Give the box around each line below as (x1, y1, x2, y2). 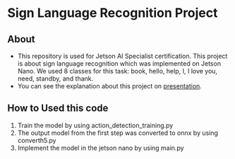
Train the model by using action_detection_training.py (17, 121, 174, 129)
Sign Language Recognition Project (7, 5, 218, 21)
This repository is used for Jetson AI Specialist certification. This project (17, 52, 228, 60)
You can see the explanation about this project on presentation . (17, 82, 203, 90)
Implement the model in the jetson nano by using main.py (17, 143, 185, 152)
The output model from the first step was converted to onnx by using (17, 129, 219, 137)
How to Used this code (7, 102, 109, 114)
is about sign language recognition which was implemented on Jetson (17, 59, 221, 68)
